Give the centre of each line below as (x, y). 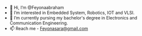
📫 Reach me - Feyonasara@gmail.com (49, 28)
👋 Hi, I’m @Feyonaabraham (37, 8)
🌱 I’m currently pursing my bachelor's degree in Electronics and (73, 18)
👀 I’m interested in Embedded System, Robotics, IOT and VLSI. (72, 13)
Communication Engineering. (39, 23)
